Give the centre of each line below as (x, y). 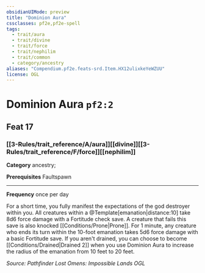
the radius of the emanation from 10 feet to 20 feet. (70, 252)
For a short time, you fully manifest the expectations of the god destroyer (98, 206)
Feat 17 (20, 126)
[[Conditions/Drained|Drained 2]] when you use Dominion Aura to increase (100, 245)
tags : (13, 29)
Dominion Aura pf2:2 (60, 105)
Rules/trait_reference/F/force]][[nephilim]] (71, 152)
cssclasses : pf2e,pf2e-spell (43, 23)
